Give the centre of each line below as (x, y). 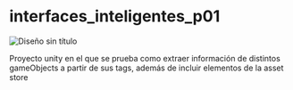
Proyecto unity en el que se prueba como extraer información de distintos (145, 58)
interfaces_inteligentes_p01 (115, 16)
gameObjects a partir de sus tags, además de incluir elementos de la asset (146, 68)
